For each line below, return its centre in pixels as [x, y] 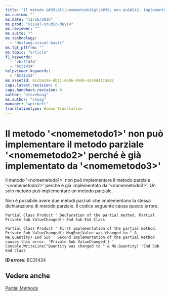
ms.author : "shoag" [26, 99]
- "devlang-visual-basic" [37, 43]
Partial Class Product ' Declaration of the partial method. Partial [80, 215]
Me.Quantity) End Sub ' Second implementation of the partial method [80, 237]
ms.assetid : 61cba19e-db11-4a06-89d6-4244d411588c [60, 80]
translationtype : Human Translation [44, 109]
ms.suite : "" [19, 33]
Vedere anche [28, 276]
